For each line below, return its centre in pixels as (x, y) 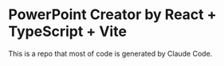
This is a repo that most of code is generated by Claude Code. (110, 53)
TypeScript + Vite (68, 31)
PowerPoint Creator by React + (112, 15)
